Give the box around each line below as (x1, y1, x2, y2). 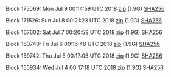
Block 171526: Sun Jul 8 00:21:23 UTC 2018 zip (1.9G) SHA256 (5, 17, 162, 24)
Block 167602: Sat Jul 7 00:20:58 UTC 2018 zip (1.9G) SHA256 (5, 28, 162, 36)
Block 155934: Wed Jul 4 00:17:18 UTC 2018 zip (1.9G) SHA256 (5, 64, 164, 71)
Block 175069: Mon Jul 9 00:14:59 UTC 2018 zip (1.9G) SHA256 (5, 5, 165, 12)
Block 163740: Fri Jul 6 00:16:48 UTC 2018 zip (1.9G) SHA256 (5, 41, 161, 47)
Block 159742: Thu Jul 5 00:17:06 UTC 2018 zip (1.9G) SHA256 (5, 52, 162, 59)
